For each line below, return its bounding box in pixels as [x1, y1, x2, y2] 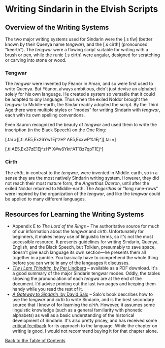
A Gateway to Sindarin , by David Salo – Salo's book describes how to [12, 291, 153, 297]
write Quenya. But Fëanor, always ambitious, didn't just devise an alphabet [5, 86, 156, 92]
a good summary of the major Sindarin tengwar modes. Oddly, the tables [12, 271, 160, 276]
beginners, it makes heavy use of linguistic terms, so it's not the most [12, 233, 154, 240]
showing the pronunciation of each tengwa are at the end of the [12, 275, 142, 282]
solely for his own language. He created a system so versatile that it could [5, 91, 155, 97]
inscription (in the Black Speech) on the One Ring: [5, 127, 106, 133]
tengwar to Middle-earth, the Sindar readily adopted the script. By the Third [5, 102, 159, 108]
